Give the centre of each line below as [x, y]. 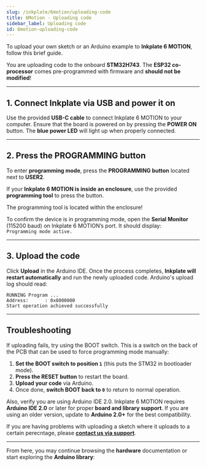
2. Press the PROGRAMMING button [76, 156]
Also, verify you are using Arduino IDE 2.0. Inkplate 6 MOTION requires [96, 401]
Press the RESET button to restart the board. [72, 376]
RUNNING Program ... [33, 295]
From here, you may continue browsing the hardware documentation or [97, 450]
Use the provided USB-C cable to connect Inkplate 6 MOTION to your [94, 118]
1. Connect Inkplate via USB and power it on [91, 103]
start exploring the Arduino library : [51, 457]
